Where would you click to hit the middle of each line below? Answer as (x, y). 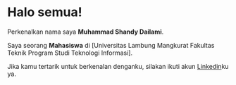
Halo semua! (45, 12)
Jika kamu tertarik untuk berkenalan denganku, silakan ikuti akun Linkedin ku (118, 66)
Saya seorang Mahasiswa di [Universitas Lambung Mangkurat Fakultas (111, 45)
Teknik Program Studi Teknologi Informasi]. (70, 53)
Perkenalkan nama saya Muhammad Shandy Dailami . (86, 32)
